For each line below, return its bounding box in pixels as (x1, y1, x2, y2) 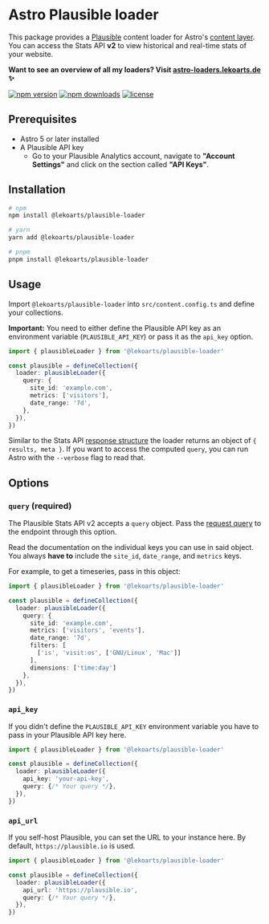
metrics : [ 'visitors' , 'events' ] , (29, 626, 146, 635)
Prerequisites (8, 112, 77, 126)
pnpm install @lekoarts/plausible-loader (8, 255, 149, 263)
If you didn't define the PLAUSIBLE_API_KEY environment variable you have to (8, 721, 259, 731)
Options (8, 476, 50, 490)
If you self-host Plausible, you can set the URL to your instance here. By (8, 832, 247, 842)
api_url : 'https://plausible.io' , (22, 885, 138, 894)
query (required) (8, 500, 72, 511)
